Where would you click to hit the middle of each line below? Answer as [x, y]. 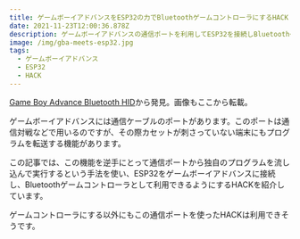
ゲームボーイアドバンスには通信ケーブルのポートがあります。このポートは [146, 120]
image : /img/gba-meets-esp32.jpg [71, 42]
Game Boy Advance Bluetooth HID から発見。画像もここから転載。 [131, 102]
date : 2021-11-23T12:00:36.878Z [69, 26]
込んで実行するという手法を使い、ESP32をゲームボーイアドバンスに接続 [142, 173]
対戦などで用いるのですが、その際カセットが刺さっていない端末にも [142, 132]
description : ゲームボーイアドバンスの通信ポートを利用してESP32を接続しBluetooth [150, 34]
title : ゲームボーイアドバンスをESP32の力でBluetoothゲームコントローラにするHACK [149, 17]
